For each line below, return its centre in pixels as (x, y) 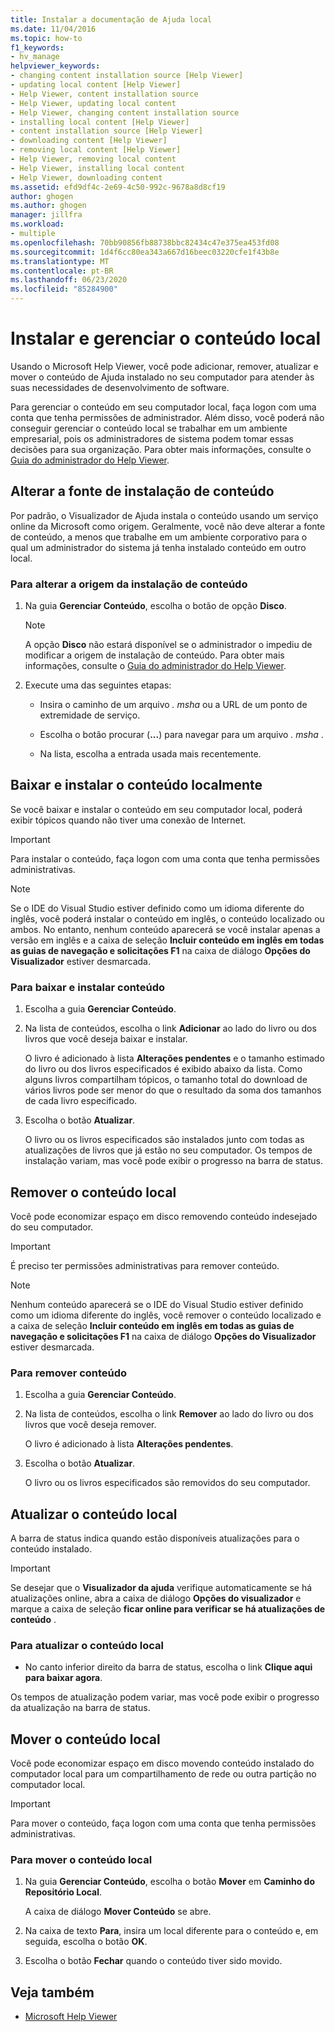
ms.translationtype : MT (60, 261)
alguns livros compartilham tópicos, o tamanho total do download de (166, 1080)
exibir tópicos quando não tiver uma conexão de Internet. (128, 820)
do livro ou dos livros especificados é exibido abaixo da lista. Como (163, 1069)
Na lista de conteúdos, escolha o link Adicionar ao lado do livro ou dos (170, 1028)
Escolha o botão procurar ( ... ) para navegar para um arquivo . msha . (181, 735)
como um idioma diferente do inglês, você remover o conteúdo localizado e (166, 1315)
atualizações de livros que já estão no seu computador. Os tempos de (168, 1150)
